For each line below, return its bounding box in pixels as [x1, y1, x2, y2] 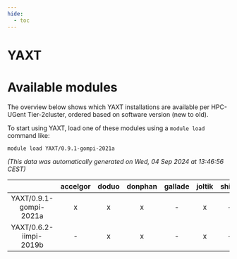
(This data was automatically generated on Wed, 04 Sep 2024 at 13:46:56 [7, 157, 224, 165]
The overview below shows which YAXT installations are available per [7, 103, 210, 111]
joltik [196, 181, 214, 191]
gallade [164, 181, 190, 191]
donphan [126, 181, 157, 191]
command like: [7, 131, 50, 139]
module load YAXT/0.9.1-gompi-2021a [7, 145, 115, 152]
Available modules [7, 79, 118, 95]
